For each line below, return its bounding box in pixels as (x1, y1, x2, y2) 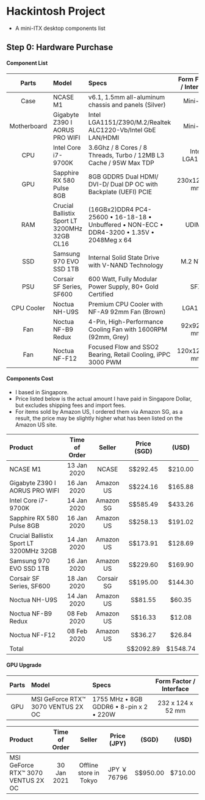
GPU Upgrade (6, 661, 41, 669)
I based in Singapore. (15, 388, 69, 395)
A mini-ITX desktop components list (15, 24, 106, 32)
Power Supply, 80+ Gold (88, 282, 159, 291)
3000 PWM (88, 358, 122, 366)
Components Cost (6, 375, 54, 383)
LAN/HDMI (88, 133, 120, 142)
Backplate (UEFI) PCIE (88, 188, 153, 196)
